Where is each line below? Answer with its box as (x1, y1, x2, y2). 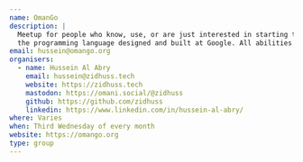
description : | (9, 22, 67, 31)
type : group (9, 139, 54, 148)
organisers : (9, 55, 54, 64)
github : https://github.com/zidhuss (25, 96, 164, 106)
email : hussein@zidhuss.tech (25, 72, 135, 81)
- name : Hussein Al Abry (17, 64, 111, 73)
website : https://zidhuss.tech (25, 80, 143, 89)
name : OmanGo (9, 13, 59, 22)
